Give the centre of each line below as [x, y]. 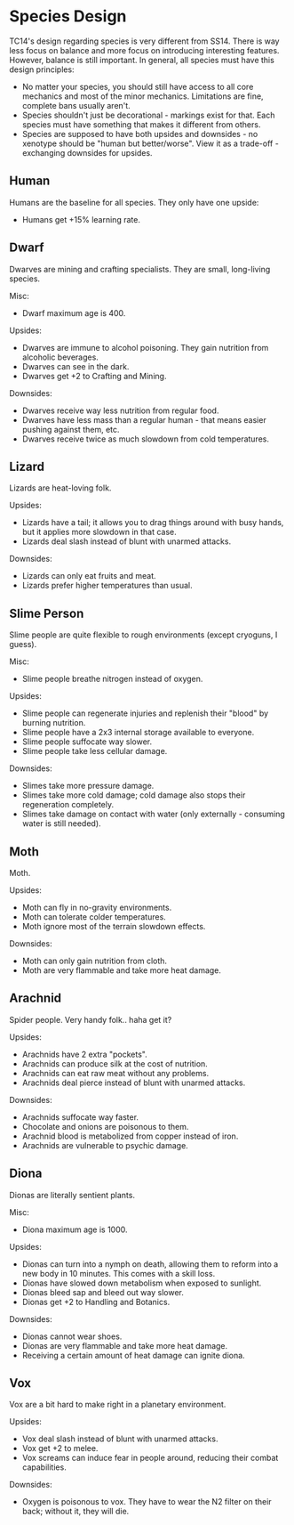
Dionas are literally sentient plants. [72, 1195]
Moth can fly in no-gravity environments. [97, 907]
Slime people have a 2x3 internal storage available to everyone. [138, 733]
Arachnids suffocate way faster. [80, 1117]
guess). [23, 645]
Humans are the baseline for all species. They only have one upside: [134, 202]
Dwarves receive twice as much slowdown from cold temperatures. [145, 439]
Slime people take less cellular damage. [95, 751]
